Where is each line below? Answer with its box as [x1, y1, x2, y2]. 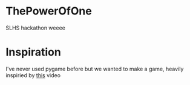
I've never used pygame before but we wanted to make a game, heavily [5, 65, 184, 72]
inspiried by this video [5, 71, 61, 79]
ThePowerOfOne [5, 4, 92, 18]
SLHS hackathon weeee [5, 24, 66, 31]
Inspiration [5, 45, 61, 59]
